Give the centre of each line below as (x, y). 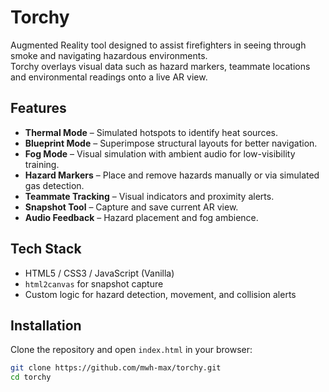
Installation (46, 325)
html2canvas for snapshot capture (94, 283)
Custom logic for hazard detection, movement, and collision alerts (160, 294)
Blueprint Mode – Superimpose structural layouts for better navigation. (171, 143)
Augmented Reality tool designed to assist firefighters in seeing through (158, 45)
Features (38, 108)
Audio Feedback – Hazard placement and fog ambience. (141, 217)
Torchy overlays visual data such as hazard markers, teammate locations (160, 66)
